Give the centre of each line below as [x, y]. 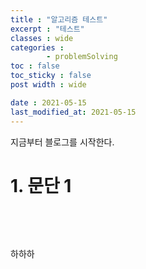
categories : [37, 47]
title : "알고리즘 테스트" [59, 19]
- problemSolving [82, 57]
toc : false [35, 66]
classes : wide [42, 38]
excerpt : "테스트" [47, 29]
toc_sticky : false [51, 76]
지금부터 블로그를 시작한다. [62, 142]
